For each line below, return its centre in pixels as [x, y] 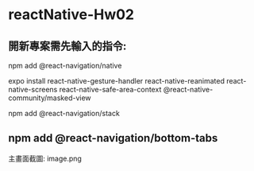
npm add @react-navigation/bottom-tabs [113, 138]
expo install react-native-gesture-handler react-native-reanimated [116, 81]
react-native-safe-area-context [110, 89]
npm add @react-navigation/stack [64, 113]
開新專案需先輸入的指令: [67, 46]
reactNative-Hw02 [71, 15]
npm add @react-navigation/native [65, 66]
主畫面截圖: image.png [45, 158]
